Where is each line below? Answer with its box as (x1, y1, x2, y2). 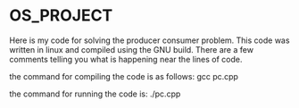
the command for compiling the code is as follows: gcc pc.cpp (9, 71, 239, 81)
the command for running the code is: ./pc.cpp (9, 88, 181, 99)
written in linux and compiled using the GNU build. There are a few (9, 44, 254, 54)
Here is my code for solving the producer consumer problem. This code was (9, 35, 290, 46)
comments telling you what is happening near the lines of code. (9, 54, 243, 64)
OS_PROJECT (9, 5, 113, 26)
